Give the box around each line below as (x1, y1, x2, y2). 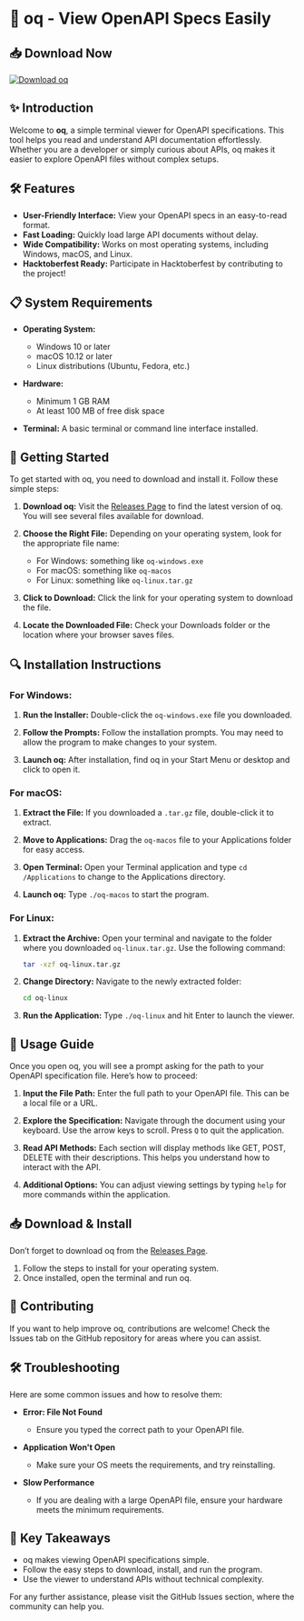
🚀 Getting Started (9, 449, 110, 465)
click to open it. (22, 764, 81, 775)
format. (22, 219, 51, 230)
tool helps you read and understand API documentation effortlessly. (9, 134, 262, 145)
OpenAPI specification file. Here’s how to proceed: (9, 1070, 198, 1081)
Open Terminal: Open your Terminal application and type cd (22, 862, 248, 873)
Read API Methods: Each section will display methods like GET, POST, (22, 1143, 286, 1154)
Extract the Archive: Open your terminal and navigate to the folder (22, 932, 272, 944)
